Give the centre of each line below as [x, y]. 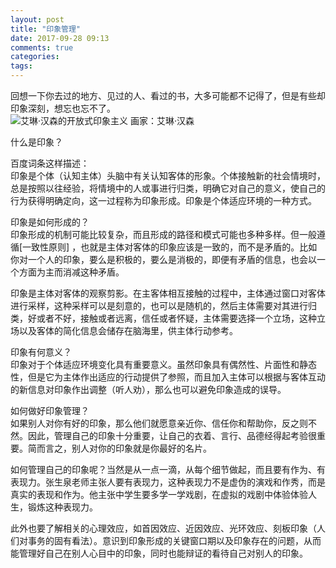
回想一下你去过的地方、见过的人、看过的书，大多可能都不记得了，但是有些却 [168, 95]
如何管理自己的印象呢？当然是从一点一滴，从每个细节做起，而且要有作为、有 [168, 469]
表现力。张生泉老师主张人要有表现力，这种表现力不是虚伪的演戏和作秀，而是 [168, 482]
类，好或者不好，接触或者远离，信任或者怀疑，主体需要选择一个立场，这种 [163, 318]
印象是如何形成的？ [50, 222]
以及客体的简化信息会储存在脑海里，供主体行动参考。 [128, 330]
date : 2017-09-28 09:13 [60, 38]
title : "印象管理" [46, 29]
